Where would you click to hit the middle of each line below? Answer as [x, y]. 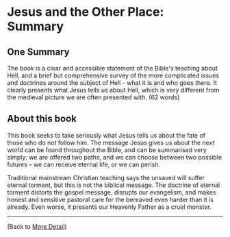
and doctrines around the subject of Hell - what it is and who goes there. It [112, 83]
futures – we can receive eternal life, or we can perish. [84, 164]
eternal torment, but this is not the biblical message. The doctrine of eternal [114, 185]
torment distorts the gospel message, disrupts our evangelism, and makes [112, 192]
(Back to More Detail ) [37, 226]
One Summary [38, 52]
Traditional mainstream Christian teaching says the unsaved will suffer [106, 177]
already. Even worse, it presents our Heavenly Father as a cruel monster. [110, 207]
